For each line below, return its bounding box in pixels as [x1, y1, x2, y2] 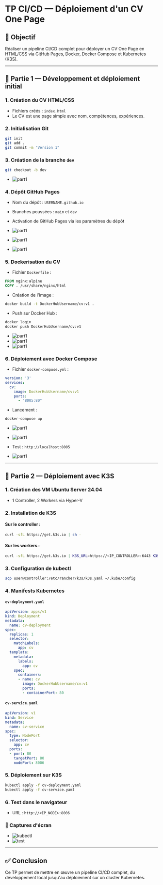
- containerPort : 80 [22, 690, 64, 695]
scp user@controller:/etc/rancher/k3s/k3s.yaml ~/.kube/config [5, 576, 136, 581]
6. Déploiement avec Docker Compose [5, 355, 98, 362]
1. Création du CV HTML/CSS [5, 97, 75, 104]
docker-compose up [5, 416, 42, 421]
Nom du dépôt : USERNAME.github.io [12, 200, 84, 205]
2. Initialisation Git [5, 125, 49, 132]
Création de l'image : [12, 292, 54, 298]
